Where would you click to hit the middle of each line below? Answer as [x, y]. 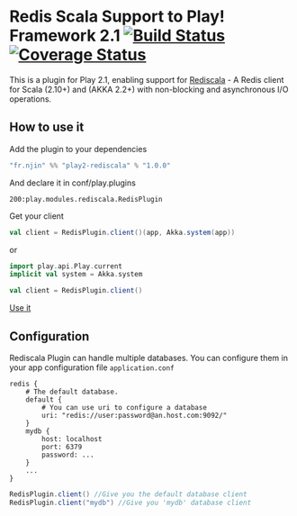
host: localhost [72, 439]
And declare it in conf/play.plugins [73, 183]
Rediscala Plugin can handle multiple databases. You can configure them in [148, 358]
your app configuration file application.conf [92, 367]
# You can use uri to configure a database [124, 407]
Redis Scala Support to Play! [117, 17]
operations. [31, 99]
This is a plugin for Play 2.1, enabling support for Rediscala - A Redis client [147, 79]
